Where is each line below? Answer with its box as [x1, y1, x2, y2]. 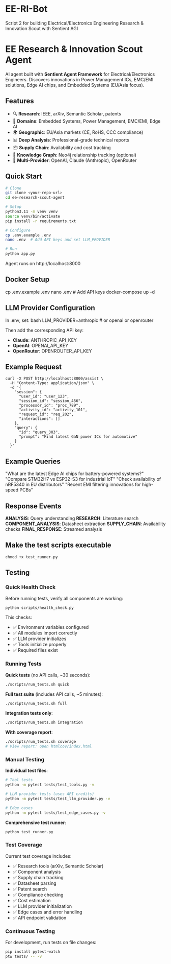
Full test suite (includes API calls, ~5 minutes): [5, 691, 103, 697]
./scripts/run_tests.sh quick [5, 681, 70, 687]
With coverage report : [5, 729, 53, 736]
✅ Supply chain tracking [12, 874, 64, 880]
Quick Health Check [5, 583, 56, 591]
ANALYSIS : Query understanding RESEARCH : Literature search [5, 515, 139, 522]
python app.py [5, 251, 36, 256]
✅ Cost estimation [12, 897, 51, 903]
